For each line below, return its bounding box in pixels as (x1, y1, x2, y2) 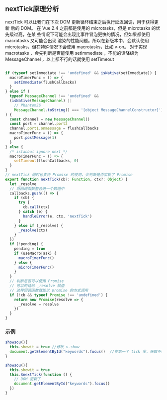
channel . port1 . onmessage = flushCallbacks (9, 126, 99, 131)
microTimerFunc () (18, 265, 55, 270)
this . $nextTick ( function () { (9, 372, 72, 377)
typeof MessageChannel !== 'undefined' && (9, 94, 99, 99)
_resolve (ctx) (18, 228, 48, 233)
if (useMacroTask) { (14, 251, 57, 256)
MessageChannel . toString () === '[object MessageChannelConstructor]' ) (14, 107, 164, 112)
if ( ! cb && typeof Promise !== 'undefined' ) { (9, 293, 108, 298)
